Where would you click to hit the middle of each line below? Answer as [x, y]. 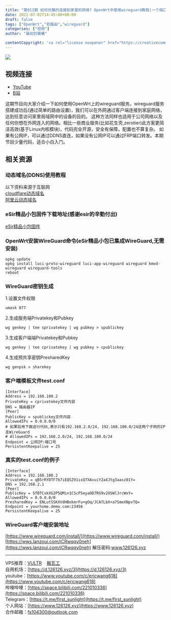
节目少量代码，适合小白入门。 [36, 142]
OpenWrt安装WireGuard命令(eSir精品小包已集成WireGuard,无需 [85, 241]
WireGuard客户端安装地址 [37, 524]
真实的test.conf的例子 [33, 460]
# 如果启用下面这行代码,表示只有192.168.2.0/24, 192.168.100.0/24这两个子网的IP [85, 427]
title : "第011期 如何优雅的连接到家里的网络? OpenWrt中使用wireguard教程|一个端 [84, 10]
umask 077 [16, 308]
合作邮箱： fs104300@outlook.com [41, 612]
